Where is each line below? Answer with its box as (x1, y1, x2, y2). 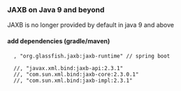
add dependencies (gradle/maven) (7, 36, 110, 45)
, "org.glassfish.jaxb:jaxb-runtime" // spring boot (13, 52, 171, 59)
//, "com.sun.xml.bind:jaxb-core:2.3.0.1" (13, 71, 139, 78)
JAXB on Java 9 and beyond (7, 5, 105, 15)
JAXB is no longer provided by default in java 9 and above (7, 21, 175, 29)
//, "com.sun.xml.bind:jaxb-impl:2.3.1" (13, 77, 133, 84)
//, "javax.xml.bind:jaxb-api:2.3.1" (13, 64, 124, 71)
